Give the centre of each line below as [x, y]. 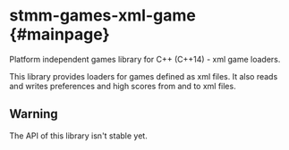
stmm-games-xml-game [103, 16]
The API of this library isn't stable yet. [78, 136]
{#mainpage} [59, 34]
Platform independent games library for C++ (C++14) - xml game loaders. [145, 59]
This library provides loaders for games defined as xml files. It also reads [144, 76]
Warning [34, 114]
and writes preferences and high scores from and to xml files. [123, 86]
